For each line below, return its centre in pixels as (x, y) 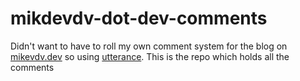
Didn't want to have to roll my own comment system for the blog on (149, 46)
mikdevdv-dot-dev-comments (139, 18)
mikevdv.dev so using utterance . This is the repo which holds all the (150, 56)
